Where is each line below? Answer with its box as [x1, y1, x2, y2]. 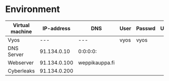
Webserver [8, 59, 34, 66]
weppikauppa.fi [78, 59, 115, 66]
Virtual [13, 22, 30, 29]
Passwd [136, 25, 156, 32]
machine [11, 28, 32, 35]
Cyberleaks [8, 67, 35, 74]
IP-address [42, 25, 70, 32]
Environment [5, 4, 60, 15]
